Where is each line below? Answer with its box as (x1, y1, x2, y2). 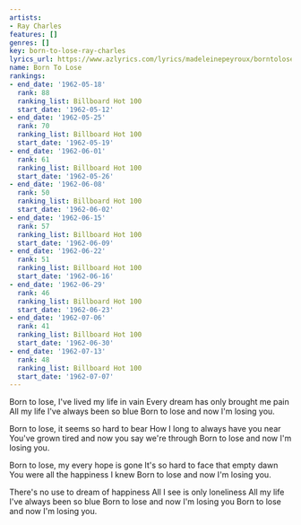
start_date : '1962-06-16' (17, 272, 115, 281)
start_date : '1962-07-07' (17, 372, 115, 381)
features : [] (9, 30, 58, 39)
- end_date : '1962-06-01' (9, 146, 106, 155)
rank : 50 (17, 188, 50, 197)
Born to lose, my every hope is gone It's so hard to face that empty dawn (9, 459, 279, 471)
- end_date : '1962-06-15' (9, 213, 106, 223)
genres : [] (9, 38, 50, 48)
